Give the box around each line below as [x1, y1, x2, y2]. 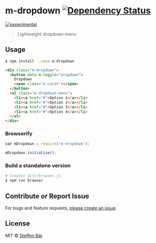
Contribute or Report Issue [5, 192, 89, 200]
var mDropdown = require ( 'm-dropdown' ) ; [5, 142, 90, 147]
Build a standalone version [5, 162, 71, 169]
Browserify [5, 130, 33, 137]
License [5, 219, 30, 228]
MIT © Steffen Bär [5, 233, 43, 239]
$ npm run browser [5, 178, 43, 183]
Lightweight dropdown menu [17, 31, 77, 37]
